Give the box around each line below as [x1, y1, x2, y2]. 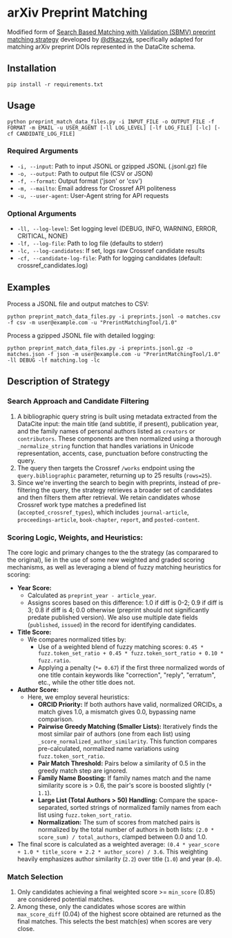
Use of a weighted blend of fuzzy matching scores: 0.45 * [37, 642, 204, 651]
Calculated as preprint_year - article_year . [27, 591, 157, 599]
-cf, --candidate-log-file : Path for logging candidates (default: [17, 254, 202, 263]
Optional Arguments [7, 209, 77, 218]
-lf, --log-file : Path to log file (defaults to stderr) [17, 239, 164, 247]
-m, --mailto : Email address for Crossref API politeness [17, 184, 176, 192]
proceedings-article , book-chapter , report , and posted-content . [17, 515, 200, 524]
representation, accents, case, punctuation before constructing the [17, 449, 209, 457]
